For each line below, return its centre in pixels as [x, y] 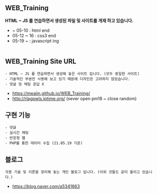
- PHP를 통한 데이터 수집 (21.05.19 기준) [44, 143]
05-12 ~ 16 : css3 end [34, 35]
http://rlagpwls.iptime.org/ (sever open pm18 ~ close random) [74, 98]
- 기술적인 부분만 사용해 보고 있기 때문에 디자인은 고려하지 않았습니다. [67, 79]
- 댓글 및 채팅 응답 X [25, 84]
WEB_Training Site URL [41, 62]
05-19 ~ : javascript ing [36, 41]
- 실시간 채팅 [17, 133]
